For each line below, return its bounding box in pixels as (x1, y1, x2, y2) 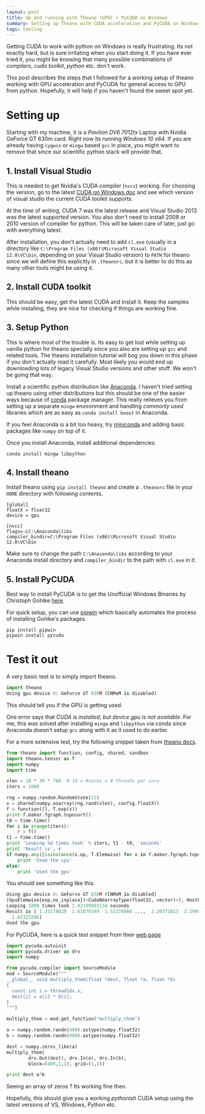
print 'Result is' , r (6, 846, 62, 852)
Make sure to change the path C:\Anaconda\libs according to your (6, 550, 173, 557)
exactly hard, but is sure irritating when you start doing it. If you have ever (6, 49, 192, 57)
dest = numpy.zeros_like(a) (6, 1043, 78, 1050)
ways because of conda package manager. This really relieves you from (6, 395, 187, 403)
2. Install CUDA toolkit (6, 282, 92, 292)
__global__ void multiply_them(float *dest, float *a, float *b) (6, 977, 176, 983)
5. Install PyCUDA (6, 574, 75, 584)
